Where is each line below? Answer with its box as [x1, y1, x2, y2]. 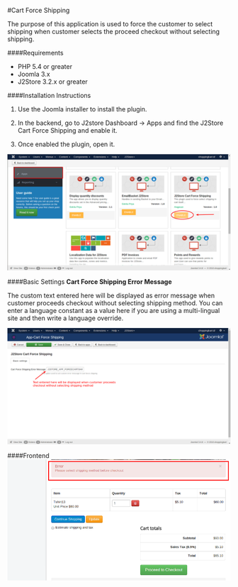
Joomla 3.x [17, 70, 51, 78]
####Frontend [7, 451, 50, 460]
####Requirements [7, 49, 64, 57]
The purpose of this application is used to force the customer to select [7, 20, 213, 28]
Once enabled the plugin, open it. [17, 140, 115, 148]
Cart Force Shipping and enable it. [17, 126, 118, 134]
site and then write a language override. [7, 314, 124, 322]
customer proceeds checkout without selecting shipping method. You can [7, 298, 223, 307]
